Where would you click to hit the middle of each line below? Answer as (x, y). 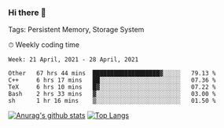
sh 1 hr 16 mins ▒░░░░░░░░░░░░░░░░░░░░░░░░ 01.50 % (112, 101)
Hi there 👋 (28, 13)
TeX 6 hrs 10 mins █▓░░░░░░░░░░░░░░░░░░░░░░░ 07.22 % (112, 87)
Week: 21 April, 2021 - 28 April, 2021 (73, 60)
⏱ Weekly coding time (44, 45)
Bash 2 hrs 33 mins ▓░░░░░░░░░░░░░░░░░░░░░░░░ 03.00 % (112, 94)
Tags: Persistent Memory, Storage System (76, 30)
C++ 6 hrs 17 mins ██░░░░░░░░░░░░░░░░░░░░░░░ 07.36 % (112, 80)
